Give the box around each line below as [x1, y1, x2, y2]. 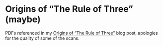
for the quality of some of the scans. [5, 35, 80, 41]
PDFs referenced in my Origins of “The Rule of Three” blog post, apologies [5, 30, 158, 36]
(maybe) [5, 14, 41, 25]
